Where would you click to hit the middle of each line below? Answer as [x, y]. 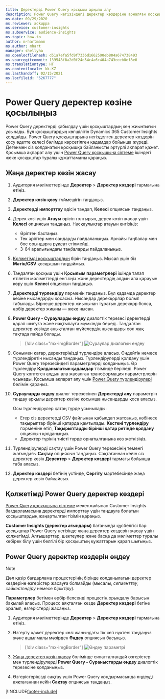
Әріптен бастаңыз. [39, 233]
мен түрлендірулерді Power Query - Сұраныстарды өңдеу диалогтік [85, 662]
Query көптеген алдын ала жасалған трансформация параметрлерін [85, 374]
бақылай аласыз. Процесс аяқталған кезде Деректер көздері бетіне [78, 603]
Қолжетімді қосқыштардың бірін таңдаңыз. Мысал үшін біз [74, 259]
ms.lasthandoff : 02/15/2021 [34, 74]
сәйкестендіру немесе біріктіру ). [40, 589]
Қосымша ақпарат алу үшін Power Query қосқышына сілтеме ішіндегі [78, 152]
